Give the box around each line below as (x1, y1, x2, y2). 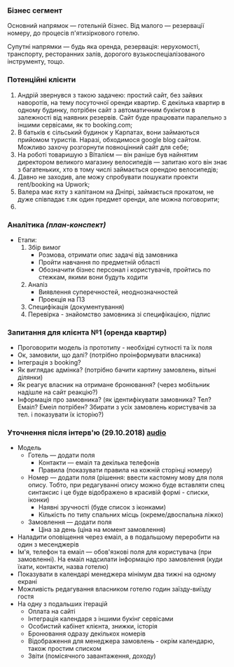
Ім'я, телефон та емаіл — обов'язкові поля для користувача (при (17, 548, 212, 556)
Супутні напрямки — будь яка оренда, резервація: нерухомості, (7, 43, 200, 51)
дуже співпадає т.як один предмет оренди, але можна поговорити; (17, 195, 220, 203)
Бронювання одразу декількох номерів (27, 629, 146, 638)
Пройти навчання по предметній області (38, 258, 160, 266)
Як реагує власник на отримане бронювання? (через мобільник (17, 381, 210, 389)
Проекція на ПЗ (38, 295, 85, 303)
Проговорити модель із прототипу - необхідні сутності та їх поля (17, 344, 212, 352)
